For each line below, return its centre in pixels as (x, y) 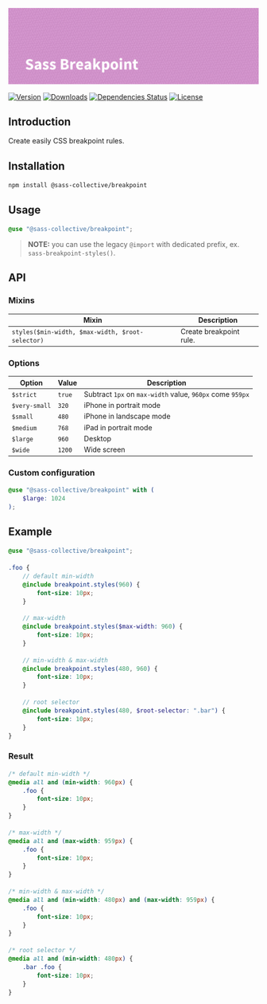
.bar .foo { (42, 967)
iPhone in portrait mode (122, 406)
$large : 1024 (44, 498)
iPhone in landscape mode (127, 416)
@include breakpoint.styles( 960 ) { (81, 584)
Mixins (21, 300)
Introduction (40, 122)
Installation (37, 166)
